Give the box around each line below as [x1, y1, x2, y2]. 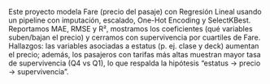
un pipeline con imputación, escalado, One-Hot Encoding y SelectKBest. [8, 15, 251, 25]
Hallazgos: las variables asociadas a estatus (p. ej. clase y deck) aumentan [8, 41, 259, 51]
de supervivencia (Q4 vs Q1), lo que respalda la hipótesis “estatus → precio [8, 58, 261, 68]
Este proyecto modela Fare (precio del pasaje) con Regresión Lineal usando [8, 7, 262, 16]
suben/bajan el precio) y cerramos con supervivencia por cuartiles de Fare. [8, 32, 261, 42]
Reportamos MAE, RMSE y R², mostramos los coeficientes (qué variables [8, 24, 254, 33]
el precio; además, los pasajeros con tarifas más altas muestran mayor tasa [8, 50, 262, 59]
